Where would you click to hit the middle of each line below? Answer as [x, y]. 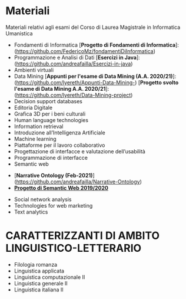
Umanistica [19, 33]
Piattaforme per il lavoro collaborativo [59, 145]
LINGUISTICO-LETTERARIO [74, 248]
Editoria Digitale [33, 107]
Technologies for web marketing [53, 205]
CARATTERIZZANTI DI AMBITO [83, 236]
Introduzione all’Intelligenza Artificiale [59, 132]
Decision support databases [48, 101]
